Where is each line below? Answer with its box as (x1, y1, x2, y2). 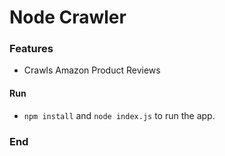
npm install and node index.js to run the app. (23, 109, 216, 121)
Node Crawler (9, 6, 127, 29)
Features (9, 42, 54, 56)
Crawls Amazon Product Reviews (23, 64, 161, 76)
